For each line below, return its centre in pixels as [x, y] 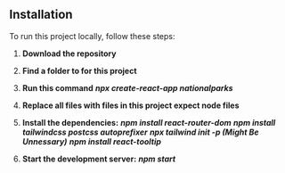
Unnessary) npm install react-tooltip [92, 141]
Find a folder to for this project [79, 70]
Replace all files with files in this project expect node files [130, 105]
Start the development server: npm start [99, 159]
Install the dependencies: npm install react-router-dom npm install [149, 122]
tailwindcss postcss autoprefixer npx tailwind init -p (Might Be [140, 132]
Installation [41, 15]
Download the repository [69, 54]
